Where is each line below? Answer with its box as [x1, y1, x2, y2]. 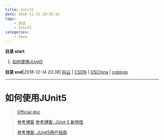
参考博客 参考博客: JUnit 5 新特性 [17, 119, 84, 125]
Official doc [17, 109, 41, 115]
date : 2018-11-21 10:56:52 [5, 12, 60, 17]
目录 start [5, 48, 25, 54]
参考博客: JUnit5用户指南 [17, 129, 67, 135]
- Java [14, 35, 27, 40]
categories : [5, 30, 29, 35]
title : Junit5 [5, 7, 34, 12]
